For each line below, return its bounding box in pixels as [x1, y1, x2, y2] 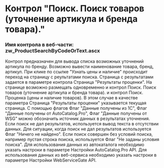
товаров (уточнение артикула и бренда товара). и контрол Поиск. [5, 90, 143, 96]
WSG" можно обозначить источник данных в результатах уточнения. [5, 116, 150, 121]
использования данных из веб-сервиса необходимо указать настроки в [5, 152, 157, 158]
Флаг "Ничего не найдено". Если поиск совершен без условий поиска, [5, 131, 153, 137]
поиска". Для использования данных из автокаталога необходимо [5, 142, 144, 147]
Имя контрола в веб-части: [5, 41, 74, 48]
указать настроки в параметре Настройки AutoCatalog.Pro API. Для [5, 147, 147, 153]
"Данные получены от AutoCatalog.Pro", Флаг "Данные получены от [5, 111, 147, 117]
